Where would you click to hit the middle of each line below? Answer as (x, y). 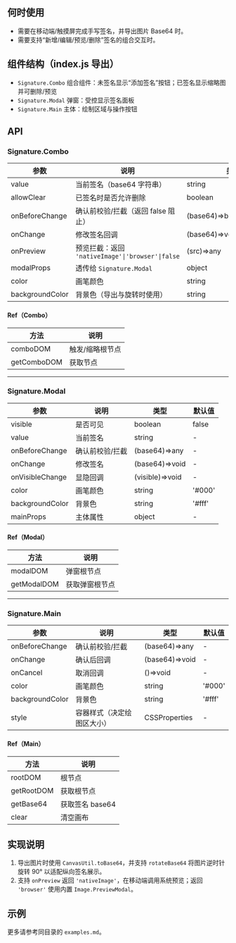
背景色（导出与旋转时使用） (121, 295)
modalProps (31, 268)
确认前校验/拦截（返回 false (121, 211)
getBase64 (29, 803)
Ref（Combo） (29, 315)
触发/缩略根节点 (95, 349)
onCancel (27, 673)
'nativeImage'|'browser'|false (128, 257)
